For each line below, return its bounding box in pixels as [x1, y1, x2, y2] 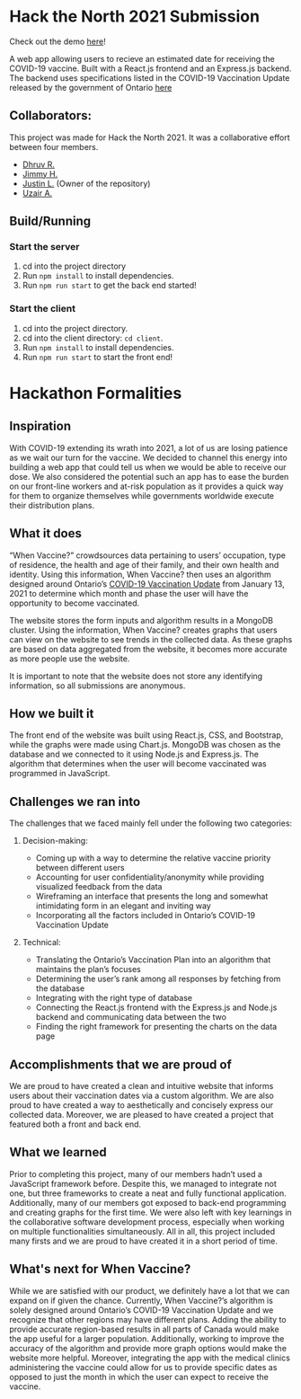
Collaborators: [9, 108, 93, 123]
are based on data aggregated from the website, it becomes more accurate [9, 643, 288, 654]
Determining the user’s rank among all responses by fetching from [35, 973, 281, 985]
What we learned [9, 1145, 107, 1160]
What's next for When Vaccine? [9, 1262, 191, 1277]
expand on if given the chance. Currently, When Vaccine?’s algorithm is [9, 1295, 274, 1306]
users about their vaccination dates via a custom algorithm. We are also [9, 1090, 274, 1101]
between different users [35, 863, 125, 873]
